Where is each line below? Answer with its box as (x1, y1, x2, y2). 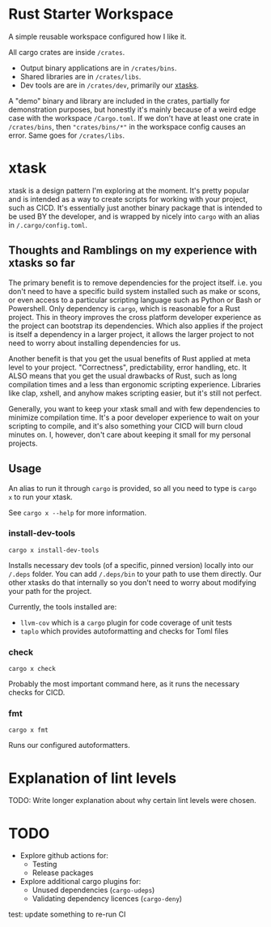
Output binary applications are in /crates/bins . (19, 62, 177, 73)
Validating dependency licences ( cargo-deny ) (32, 894, 183, 904)
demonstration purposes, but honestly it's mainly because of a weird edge (8, 105, 256, 114)
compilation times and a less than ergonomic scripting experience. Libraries (8, 379, 261, 389)
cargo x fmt (8, 726, 49, 734)
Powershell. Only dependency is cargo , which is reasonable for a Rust (8, 303, 240, 313)
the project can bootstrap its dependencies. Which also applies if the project (8, 321, 264, 331)
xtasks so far (8, 256, 75, 270)
